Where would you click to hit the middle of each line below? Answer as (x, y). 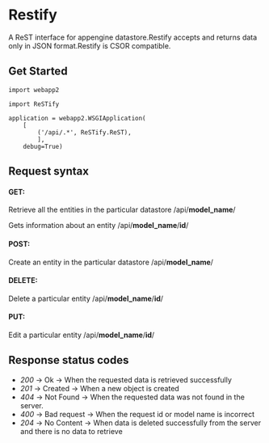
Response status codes (69, 360)
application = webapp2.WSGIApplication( (78, 118)
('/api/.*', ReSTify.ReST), (84, 132)
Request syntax (48, 171)
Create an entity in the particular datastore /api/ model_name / (111, 262)
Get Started (38, 72)
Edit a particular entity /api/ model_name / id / (82, 335)
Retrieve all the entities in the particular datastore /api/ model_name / (122, 210)
